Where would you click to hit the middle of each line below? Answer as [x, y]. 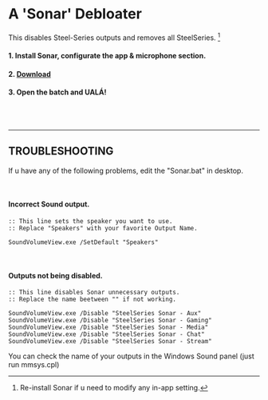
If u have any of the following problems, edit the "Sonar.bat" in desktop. [126, 170]
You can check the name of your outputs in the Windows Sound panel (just [132, 356]
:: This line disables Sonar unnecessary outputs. [94, 293]
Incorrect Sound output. [49, 204]
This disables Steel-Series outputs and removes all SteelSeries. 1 [114, 37]
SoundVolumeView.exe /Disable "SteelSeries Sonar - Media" [108, 328]
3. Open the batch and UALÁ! [57, 92]
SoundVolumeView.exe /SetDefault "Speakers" [83, 242]
